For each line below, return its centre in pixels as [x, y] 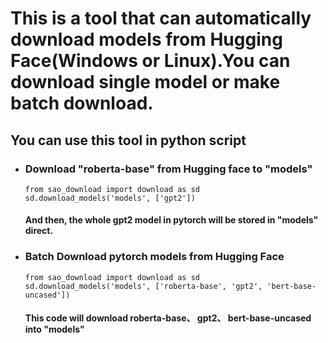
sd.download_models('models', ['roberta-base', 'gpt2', [143, 286]
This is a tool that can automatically [161, 18]
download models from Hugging [146, 39]
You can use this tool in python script [128, 140]
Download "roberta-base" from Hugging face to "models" [168, 169]
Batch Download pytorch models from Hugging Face [154, 257]
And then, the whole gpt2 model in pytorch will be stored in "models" [171, 220]
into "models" [54, 329]
